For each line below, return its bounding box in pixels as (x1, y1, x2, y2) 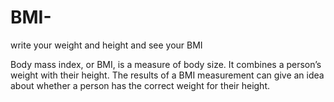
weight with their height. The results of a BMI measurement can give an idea (10, 69, 325, 81)
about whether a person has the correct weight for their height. (10, 79, 271, 91)
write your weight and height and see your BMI (10, 39, 203, 51)
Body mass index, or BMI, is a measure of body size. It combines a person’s (10, 58, 322, 70)
